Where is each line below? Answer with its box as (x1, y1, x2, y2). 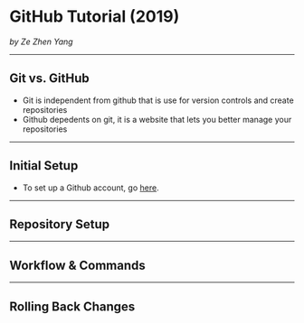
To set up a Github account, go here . (22, 182, 160, 193)
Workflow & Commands (9, 257, 147, 272)
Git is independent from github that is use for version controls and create (22, 95, 294, 106)
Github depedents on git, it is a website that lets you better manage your (22, 114, 292, 125)
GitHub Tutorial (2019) (9, 6, 180, 27)
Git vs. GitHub (9, 70, 90, 87)
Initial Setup (9, 158, 79, 173)
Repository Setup (9, 217, 110, 232)
